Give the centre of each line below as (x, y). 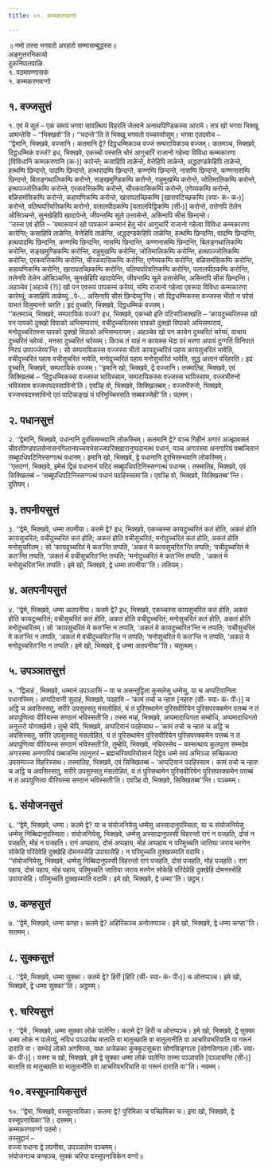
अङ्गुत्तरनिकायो (28, 54)
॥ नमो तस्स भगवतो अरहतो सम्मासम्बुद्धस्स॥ (62, 45)
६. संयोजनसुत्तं (35, 806)
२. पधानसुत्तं (31, 420)
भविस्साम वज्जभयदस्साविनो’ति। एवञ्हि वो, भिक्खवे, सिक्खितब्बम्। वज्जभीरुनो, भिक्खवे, (116, 386)
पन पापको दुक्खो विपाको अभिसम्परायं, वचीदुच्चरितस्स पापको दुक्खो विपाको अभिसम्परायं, (116, 323)
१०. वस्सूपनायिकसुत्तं (48, 1092)
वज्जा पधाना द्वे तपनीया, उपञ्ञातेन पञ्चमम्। (63, 1147)
